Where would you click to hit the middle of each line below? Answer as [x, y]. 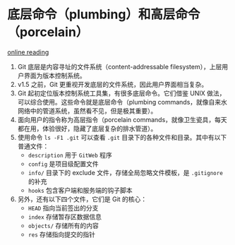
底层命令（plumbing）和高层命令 [104, 14]
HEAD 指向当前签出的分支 [63, 208]
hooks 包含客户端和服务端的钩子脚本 [80, 190]
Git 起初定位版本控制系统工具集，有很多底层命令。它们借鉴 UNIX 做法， [121, 93]
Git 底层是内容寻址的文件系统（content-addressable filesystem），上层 [120, 66]
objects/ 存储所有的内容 [63, 225]
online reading [28, 52]
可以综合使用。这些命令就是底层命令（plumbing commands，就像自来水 [122, 102]
